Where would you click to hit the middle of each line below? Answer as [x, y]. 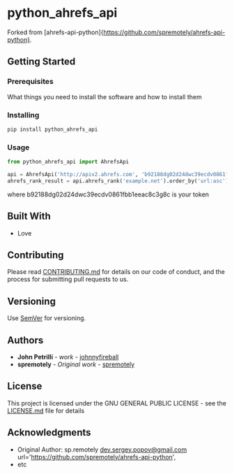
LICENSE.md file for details [46, 410]
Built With [29, 216]
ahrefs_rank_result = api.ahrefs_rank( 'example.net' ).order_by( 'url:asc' [117, 181]
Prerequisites [30, 82]
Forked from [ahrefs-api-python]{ [55, 32]
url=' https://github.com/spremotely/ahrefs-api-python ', [96, 457]
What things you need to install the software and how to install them [104, 96]
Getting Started [41, 62]
